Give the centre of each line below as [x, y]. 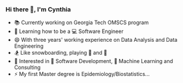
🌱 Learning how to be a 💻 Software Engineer [69, 31]
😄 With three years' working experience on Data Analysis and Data [96, 40]
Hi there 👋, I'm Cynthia [38, 9]
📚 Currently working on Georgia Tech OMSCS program [81, 22]
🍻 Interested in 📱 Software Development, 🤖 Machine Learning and [94, 61]
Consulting [27, 68]
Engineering [29, 46]
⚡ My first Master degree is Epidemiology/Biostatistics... [82, 74]
